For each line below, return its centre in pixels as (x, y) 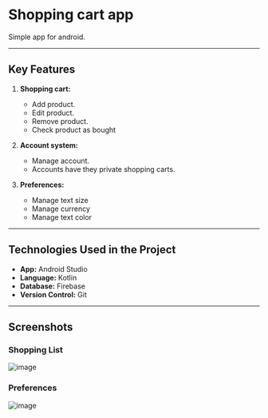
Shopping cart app (71, 15)
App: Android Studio (53, 269)
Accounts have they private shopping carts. (103, 169)
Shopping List (36, 349)
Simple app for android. (47, 37)
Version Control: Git (53, 294)
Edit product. (53, 113)
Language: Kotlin (48, 277)
